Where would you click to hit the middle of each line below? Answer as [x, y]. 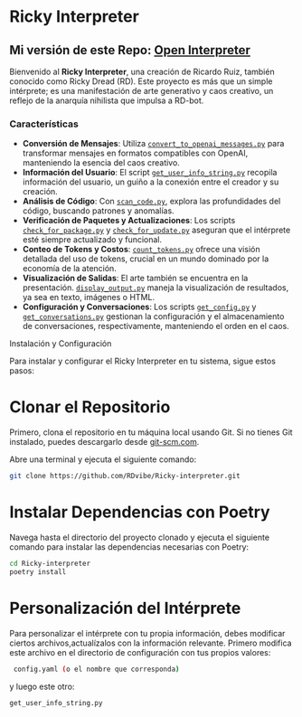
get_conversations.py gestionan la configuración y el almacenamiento [153, 316]
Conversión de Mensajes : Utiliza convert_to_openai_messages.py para [153, 144]
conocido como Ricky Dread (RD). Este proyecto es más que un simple [141, 81]
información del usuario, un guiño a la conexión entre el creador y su [151, 182]
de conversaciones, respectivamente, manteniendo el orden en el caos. [156, 326]
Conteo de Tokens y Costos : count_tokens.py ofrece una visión [141, 250]
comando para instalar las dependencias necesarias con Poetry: [129, 547]
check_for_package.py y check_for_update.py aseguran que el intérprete [156, 230]
